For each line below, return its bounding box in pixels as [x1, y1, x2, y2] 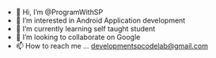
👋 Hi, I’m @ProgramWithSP [15, 8, 104, 16]
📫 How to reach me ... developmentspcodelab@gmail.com [15, 42, 208, 50]
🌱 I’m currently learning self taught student [15, 24, 156, 33]
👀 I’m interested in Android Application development [15, 16, 186, 25]
